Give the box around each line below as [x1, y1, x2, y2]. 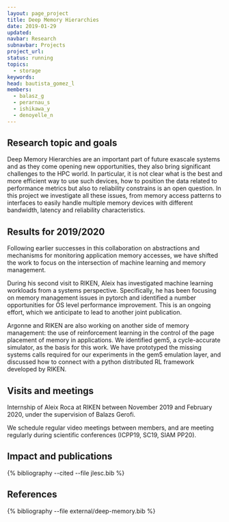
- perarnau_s [13, 99, 51, 106]
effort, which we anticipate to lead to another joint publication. [7, 309, 183, 317]
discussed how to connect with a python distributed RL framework [7, 358, 195, 366]
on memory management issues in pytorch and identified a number [7, 293, 197, 302]
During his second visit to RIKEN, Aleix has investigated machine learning [7, 279, 213, 287]
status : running [7, 55, 53, 62]
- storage [13, 67, 41, 74]
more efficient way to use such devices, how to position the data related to [7, 177, 217, 185]
